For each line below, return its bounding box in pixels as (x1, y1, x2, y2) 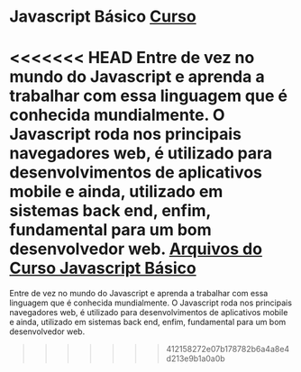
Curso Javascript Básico (9, 259, 196, 278)
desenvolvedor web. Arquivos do (9, 239, 263, 259)
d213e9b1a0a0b (166, 353, 225, 364)
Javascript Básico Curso (9, 6, 196, 27)
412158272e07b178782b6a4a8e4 (166, 344, 290, 355)
